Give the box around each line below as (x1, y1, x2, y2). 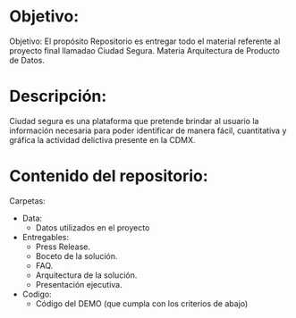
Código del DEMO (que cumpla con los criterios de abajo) (35, 297, 249, 309)
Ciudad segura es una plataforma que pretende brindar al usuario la (9, 115, 259, 126)
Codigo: (21, 289, 52, 299)
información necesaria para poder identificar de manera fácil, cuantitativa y (9, 125, 287, 136)
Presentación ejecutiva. (35, 279, 123, 289)
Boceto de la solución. (35, 250, 118, 261)
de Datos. (9, 54, 45, 65)
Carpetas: (9, 195, 47, 206)
